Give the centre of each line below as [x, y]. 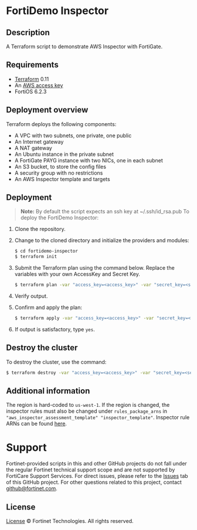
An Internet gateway [39, 141]
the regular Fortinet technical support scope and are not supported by [91, 470]
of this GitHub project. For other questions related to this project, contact [94, 483]
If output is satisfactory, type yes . [55, 329]
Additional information [48, 391]
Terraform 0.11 [32, 79]
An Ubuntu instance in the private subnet [64, 154]
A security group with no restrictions [59, 173]
